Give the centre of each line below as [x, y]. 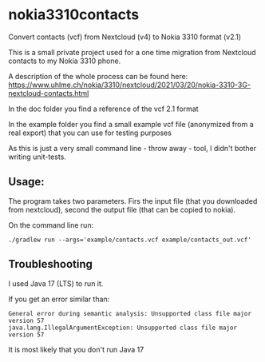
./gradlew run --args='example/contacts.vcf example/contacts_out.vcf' [130, 240]
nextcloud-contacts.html [49, 93]
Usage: [27, 182]
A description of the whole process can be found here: [98, 76]
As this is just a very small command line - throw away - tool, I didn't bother [132, 148]
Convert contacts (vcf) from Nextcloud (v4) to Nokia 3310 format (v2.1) [125, 37]
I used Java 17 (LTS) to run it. [56, 283]
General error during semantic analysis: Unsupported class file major [130, 313]
